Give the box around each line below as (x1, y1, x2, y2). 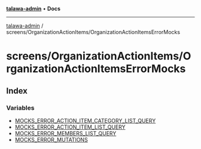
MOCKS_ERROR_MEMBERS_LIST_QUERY (14, 129, 117, 136)
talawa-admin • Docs (6, 5, 61, 12)
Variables (6, 104, 35, 112)
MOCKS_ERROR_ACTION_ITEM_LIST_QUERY (14, 123, 126, 131)
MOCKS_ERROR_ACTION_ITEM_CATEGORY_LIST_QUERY (14, 117, 156, 124)
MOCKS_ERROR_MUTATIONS (14, 136, 88, 143)
